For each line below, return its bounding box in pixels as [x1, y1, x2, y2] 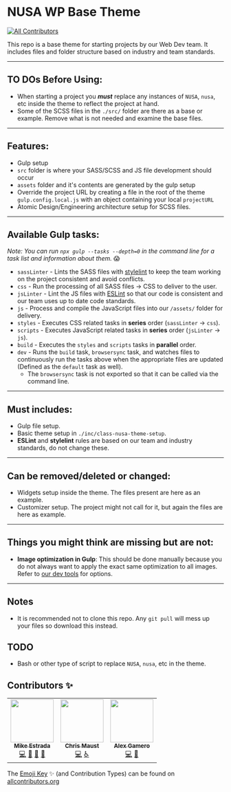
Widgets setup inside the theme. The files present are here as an [16, 489, 201, 496]
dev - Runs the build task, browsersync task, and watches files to [16, 348, 200, 356]
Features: [7, 140, 49, 152]
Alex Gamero [113, 742, 150, 750]
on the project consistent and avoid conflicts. [16, 275, 146, 283]
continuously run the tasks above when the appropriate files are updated [16, 355, 223, 364]
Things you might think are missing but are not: [7, 537, 214, 549]
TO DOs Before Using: [7, 74, 103, 86]
